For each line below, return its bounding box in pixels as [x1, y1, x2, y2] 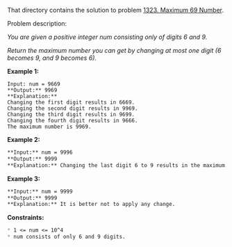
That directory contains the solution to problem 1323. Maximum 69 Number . [7, 6, 224, 14]
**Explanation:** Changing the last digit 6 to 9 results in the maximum [7, 161, 226, 169]
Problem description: [7, 19, 67, 27]
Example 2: [7, 136, 40, 143]
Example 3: [7, 174, 40, 183]
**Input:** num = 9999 [7, 188, 73, 195]
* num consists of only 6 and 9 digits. [7, 233, 126, 241]
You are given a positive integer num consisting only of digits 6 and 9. [7, 33, 208, 41]
